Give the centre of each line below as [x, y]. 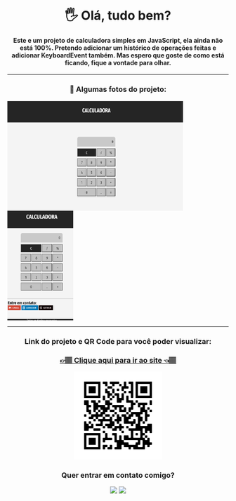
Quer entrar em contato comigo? [118, 475]
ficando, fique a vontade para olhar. [118, 62]
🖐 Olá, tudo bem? [118, 16]
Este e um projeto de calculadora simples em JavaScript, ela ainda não [118, 40]
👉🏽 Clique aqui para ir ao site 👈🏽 [118, 360]
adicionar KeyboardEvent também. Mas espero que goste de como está [118, 55]
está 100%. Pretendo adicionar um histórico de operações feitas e [118, 48]
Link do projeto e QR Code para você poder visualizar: [118, 341]
